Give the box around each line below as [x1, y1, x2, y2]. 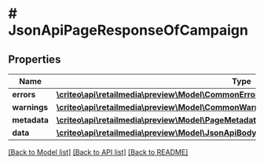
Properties [8, 53, 61, 66]
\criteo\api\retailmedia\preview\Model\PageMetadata [56, 115, 261, 126]
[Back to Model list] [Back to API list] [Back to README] [8, 148, 189, 157]
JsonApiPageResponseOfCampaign [8, 21, 249, 39]
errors [12, 89, 36, 100]
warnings [12, 102, 49, 112]
